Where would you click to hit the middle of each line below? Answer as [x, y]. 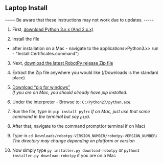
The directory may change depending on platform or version [73, 140]
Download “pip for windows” [41, 87]
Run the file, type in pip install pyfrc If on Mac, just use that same [81, 111]
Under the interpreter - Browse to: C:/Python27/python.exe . [72, 102]
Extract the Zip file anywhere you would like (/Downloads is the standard [85, 72]
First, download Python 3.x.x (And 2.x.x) [53, 29]
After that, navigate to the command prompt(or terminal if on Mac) [79, 126]
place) [19, 77]
